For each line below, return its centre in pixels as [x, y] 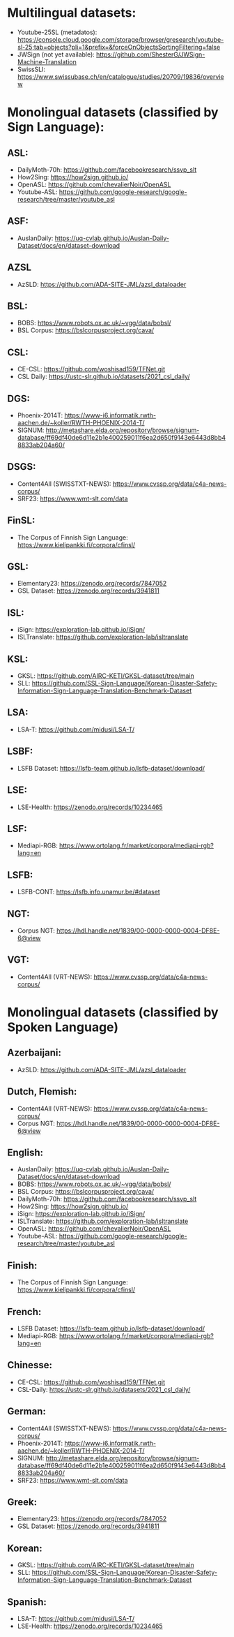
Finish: [22, 1265]
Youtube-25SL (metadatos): [57, 32]
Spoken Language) [63, 1027]
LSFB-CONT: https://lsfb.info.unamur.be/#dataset [88, 892]
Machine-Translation [47, 61]
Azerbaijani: [34, 1053]
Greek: [22, 1502]
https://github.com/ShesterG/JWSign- [151, 54]
